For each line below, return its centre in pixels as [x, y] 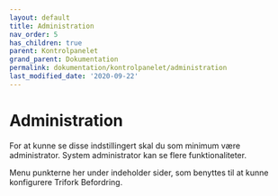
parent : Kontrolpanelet [54, 51]
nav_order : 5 [34, 34]
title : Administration [52, 26]
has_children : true [46, 43]
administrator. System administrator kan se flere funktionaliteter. [128, 155]
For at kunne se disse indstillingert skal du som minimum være [125, 146]
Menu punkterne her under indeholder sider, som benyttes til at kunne [139, 173]
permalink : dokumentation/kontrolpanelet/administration [118, 68]
